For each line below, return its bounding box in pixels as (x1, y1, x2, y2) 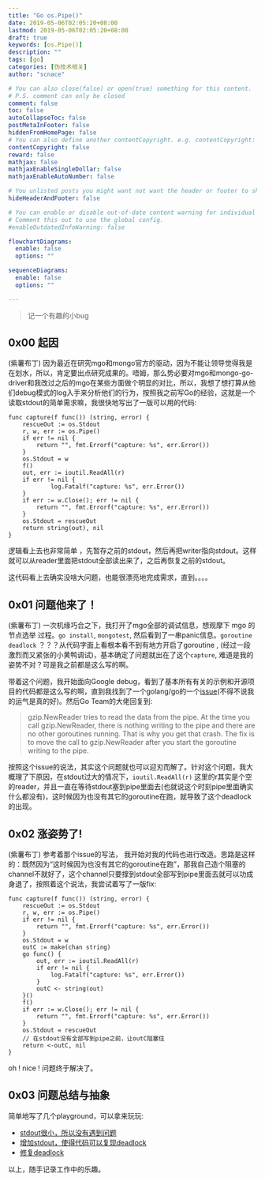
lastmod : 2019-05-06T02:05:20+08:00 (8, 26, 129, 34)
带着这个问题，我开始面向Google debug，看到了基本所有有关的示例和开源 (8, 677, 248, 686)
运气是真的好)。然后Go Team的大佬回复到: (14, 697, 153, 706)
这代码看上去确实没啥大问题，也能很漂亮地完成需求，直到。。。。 (8, 573, 212, 582)
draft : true (8, 33, 47, 42)
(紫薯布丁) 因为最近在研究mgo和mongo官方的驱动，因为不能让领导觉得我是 (8, 359, 253, 368)
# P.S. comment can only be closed (8, 92, 125, 100)
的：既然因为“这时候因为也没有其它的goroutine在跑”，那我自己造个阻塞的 (8, 859, 246, 869)
